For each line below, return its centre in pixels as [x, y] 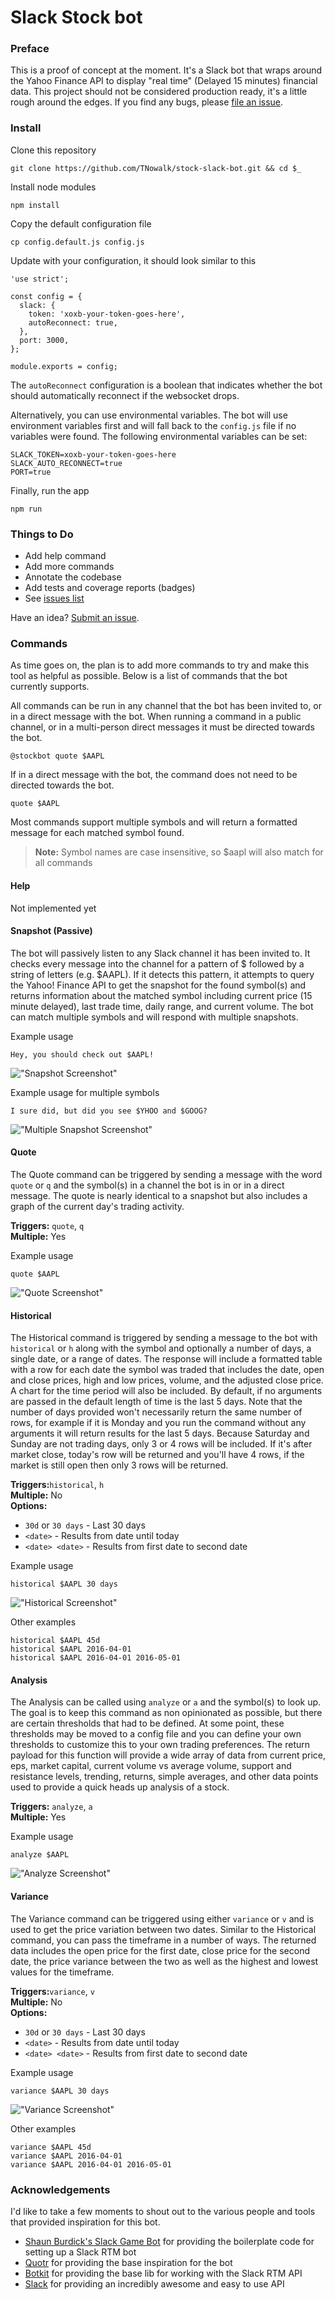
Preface [30, 49]
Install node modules [53, 187]
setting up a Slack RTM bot [80, 2252]
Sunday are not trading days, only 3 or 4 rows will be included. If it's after [161, 1444]
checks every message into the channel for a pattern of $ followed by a [157, 963]
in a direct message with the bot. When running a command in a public [156, 717]
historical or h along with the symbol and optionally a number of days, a [161, 1348]
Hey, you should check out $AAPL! [82, 1054]
